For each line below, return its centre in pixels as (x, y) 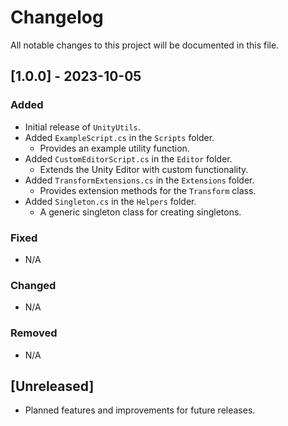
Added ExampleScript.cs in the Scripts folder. (119, 137)
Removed (34, 333)
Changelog (57, 17)
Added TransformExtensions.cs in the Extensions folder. (139, 180)
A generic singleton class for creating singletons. (140, 212)
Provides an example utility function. (114, 148)
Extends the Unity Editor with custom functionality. (144, 169)
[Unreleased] (52, 386)
